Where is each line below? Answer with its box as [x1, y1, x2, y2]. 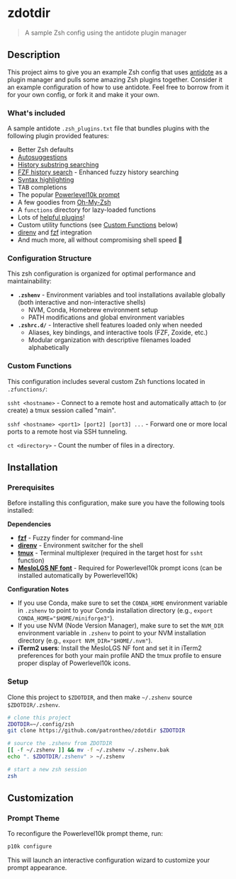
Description [7, 49, 60, 61]
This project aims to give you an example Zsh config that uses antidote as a [7, 67, 228, 76]
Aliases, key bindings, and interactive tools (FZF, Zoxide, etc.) [28, 328, 208, 337]
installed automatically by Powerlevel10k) [17, 572, 138, 580]
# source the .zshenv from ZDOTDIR [7, 740, 113, 747]
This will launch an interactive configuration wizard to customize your [7, 856, 210, 865]
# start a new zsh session [7, 766, 87, 773]
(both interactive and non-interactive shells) [17, 298, 146, 307]
